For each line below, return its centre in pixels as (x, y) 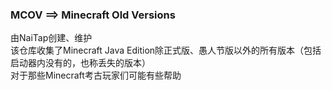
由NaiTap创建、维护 (51, 38)
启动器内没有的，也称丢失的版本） (80, 63)
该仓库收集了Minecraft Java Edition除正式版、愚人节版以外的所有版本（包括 (166, 50)
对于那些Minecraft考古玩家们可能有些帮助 (96, 75)
